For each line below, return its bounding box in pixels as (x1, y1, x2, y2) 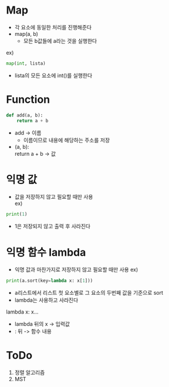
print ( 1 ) (6, 211, 28, 218)
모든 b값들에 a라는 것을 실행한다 (23, 37, 97, 44)
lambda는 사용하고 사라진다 (14, 296, 79, 303)
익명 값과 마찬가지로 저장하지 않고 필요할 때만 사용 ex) (14, 266, 138, 273)
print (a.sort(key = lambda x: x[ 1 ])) (6, 278, 93, 284)
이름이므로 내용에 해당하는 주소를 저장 (23, 136, 110, 144)
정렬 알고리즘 (14, 369, 45, 376)
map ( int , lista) (6, 60, 46, 66)
